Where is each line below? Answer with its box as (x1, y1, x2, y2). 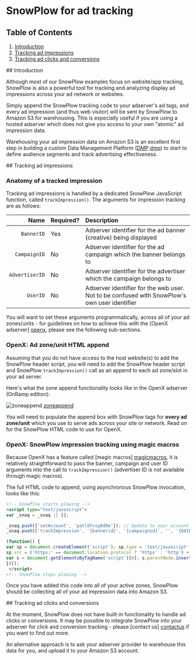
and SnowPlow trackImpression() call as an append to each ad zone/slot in (6, 366, 188, 373)
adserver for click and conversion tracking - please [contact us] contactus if (6, 623, 190, 631)
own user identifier (85, 299, 137, 307)
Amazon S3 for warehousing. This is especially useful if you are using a (6, 114, 178, 121)
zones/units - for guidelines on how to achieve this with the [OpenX (6, 320, 168, 327)
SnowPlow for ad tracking (6, 4, 134, 18)
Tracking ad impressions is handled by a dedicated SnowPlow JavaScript (6, 190, 182, 197)
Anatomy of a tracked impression (6, 176, 103, 185)
